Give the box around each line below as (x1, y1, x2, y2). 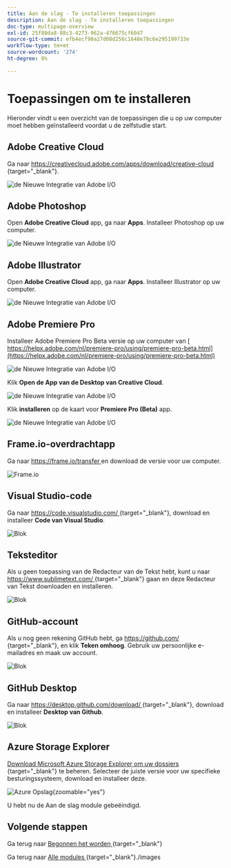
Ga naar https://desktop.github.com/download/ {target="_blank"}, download (7, 701, 224, 708)
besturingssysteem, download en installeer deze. (7, 774, 147, 782)
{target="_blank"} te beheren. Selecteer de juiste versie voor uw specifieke (7, 766, 221, 775)
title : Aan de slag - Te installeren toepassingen (7, 10, 156, 17)
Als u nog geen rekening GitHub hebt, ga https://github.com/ (7, 634, 179, 643)
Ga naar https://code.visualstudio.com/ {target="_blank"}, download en (7, 509, 210, 517)
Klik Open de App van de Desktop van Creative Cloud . (7, 378, 164, 386)
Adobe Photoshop (7, 200, 86, 211)
